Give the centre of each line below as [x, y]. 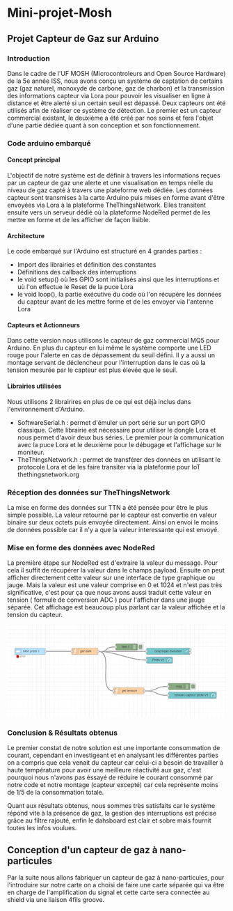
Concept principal [34, 160]
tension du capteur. [35, 615]
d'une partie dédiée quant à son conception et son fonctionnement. [104, 125]
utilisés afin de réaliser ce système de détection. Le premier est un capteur [114, 110]
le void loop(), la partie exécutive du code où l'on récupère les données [119, 295]
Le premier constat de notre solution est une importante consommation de [114, 748]
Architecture [26, 235]
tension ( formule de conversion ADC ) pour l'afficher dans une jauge [106, 600]
